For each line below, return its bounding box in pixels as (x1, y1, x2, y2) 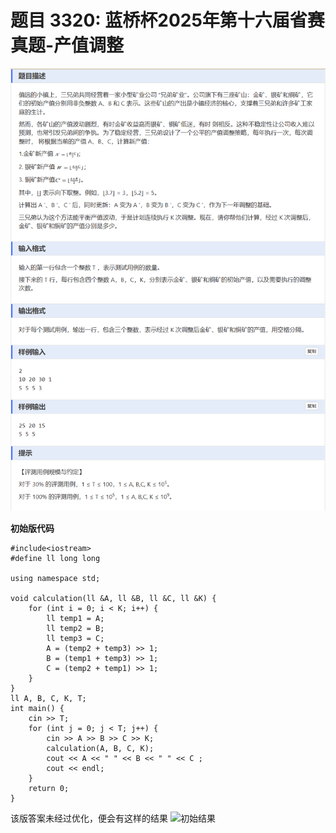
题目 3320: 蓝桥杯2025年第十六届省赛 (10, 9, 325, 32)
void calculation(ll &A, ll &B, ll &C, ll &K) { (10, 593, 217, 603)
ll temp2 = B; (46, 623, 105, 633)
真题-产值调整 (10, 34, 125, 57)
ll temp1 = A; (46, 613, 105, 623)
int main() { (10, 703, 65, 713)
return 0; (28, 783, 70, 793)
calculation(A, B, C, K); (46, 743, 155, 753)
